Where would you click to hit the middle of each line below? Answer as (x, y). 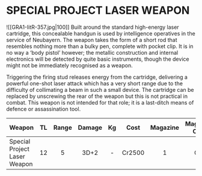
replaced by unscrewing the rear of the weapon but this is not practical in (97, 96)
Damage (90, 127)
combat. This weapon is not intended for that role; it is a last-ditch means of (100, 102)
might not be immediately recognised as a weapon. (70, 65)
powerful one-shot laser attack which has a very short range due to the (95, 83)
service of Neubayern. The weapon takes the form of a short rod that (92, 40)
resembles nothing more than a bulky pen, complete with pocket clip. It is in (100, 46)
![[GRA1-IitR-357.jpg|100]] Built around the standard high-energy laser (93, 27)
